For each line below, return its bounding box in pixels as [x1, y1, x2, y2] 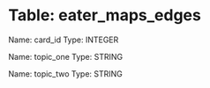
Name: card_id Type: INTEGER [8, 34, 119, 45]
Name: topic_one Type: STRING [8, 51, 124, 62]
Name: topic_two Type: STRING [8, 68, 123, 79]
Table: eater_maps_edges [8, 5, 202, 26]
